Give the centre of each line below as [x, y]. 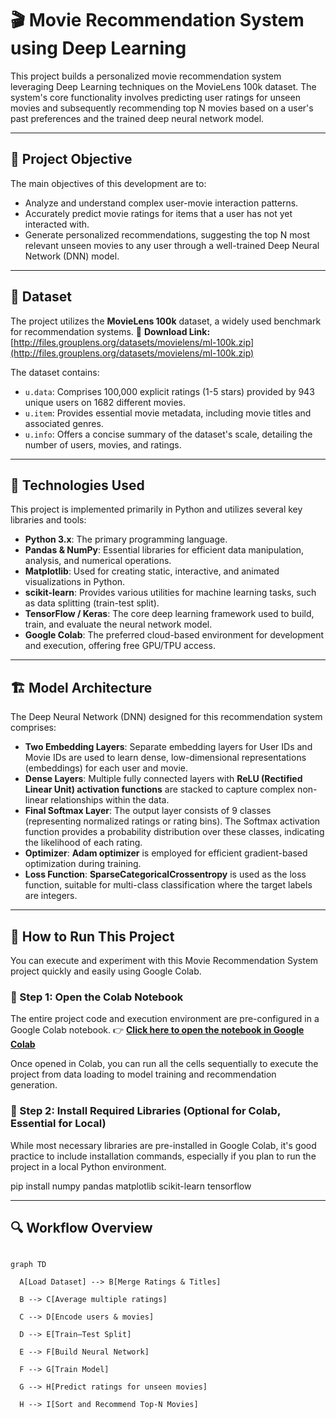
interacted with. [57, 224]
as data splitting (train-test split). [92, 603]
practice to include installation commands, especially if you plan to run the [163, 1156]
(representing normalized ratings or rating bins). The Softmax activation [172, 821]
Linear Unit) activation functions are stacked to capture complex [160, 789]
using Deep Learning [98, 48]
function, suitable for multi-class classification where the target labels [168, 885]
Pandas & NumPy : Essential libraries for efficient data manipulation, [164, 550]
